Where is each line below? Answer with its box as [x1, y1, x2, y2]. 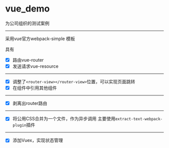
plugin [12, 123, 27, 128]
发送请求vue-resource [12, 63, 59, 69]
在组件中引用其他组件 [12, 85, 57, 91]
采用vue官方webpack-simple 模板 [5, 36, 75, 42]
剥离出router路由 [12, 100, 48, 106]
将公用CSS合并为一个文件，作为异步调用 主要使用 [12, 116, 116, 122]
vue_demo [5, 3, 50, 15]
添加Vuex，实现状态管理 [12, 137, 63, 143]
